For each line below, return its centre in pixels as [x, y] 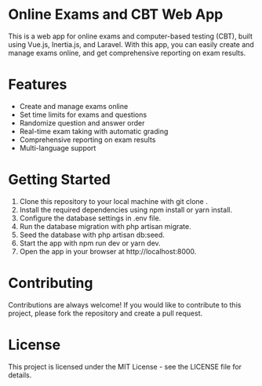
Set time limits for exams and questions [83, 115]
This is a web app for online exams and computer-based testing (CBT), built [131, 36]
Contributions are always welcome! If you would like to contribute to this [125, 304]
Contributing [51, 283]
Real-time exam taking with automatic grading [94, 131]
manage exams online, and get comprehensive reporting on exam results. [127, 53]
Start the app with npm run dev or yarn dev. [90, 243]
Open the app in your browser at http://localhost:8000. [108, 251]
